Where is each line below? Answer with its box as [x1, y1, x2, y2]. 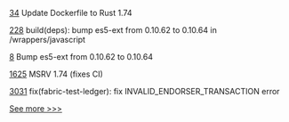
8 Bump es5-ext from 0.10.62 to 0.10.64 [9, 52, 154, 61]
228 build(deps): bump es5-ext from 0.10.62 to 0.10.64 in [9, 25, 218, 35]
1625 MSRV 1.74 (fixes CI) [9, 69, 104, 79]
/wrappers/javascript [9, 35, 86, 45]
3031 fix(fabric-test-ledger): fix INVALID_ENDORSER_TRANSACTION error [9, 86, 280, 96]
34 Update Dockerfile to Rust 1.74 [9, 8, 132, 18]
